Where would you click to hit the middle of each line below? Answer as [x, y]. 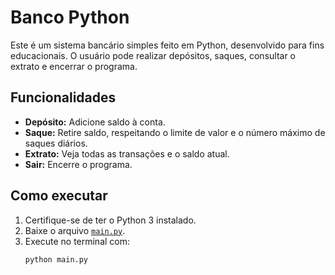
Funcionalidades [63, 97]
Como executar [59, 196]
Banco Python [70, 17]
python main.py [56, 259]
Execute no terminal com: [77, 241]
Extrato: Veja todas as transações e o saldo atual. [127, 153]
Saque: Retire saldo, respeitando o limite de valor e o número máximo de [175, 132]
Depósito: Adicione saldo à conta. [95, 122]
